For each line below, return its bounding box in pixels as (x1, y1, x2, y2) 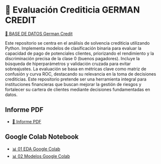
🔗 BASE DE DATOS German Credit (5, 31, 73, 36)
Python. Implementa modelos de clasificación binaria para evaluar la (5, 45, 142, 51)
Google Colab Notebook (5, 133, 79, 141)
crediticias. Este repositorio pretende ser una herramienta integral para (5, 76, 147, 82)
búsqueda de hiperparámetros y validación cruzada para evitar (5, 61, 131, 66)
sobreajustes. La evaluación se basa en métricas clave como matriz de (5, 66, 146, 72)
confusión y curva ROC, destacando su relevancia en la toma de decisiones (5, 71, 156, 77)
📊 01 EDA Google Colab (12, 146, 61, 152)
